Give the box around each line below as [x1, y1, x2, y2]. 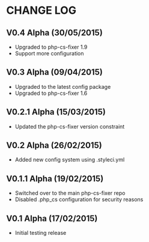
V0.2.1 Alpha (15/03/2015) [6, 107, 106, 117]
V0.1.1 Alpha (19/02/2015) [6, 174, 104, 184]
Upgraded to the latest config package [14, 83, 111, 90]
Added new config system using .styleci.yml [14, 156, 125, 163]
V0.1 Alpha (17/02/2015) [6, 213, 98, 223]
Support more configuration [14, 50, 84, 57]
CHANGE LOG [6, 4, 77, 17]
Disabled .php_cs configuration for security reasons [14, 196, 144, 203]
